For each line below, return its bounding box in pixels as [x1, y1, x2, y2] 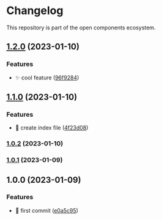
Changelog [6, 4, 64, 18]
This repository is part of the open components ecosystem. [6, 24, 156, 31]
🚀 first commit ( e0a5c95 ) [15, 207, 78, 214]
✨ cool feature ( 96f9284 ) [15, 74, 79, 81]
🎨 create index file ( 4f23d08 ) [15, 124, 89, 131]
